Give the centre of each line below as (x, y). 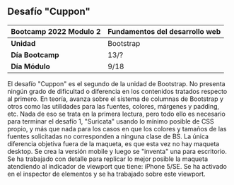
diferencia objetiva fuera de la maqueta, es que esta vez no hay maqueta (113, 143)
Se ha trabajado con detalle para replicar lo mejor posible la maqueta (108, 159)
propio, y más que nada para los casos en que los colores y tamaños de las (117, 129)
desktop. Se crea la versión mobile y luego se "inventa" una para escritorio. (117, 151)
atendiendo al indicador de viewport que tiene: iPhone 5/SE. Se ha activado (117, 166)
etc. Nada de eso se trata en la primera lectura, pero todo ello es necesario (117, 114)
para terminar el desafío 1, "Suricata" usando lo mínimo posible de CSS (111, 121)
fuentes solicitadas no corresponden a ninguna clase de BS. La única (108, 136)
